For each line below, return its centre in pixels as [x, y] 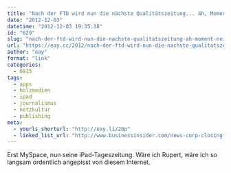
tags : [15, 78]
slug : [15, 39]
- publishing [32, 116]
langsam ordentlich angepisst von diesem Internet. [79, 162]
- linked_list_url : [41, 135]
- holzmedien [32, 90]
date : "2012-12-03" [35, 20]
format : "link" [29, 59]
